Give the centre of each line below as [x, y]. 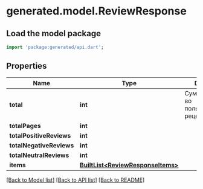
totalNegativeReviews [42, 145]
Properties [27, 66]
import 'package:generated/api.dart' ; [55, 47]
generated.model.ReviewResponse [97, 11]
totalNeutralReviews [39, 155]
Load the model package [54, 34]
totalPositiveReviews [40, 135]
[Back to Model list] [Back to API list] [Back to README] [76, 180]
